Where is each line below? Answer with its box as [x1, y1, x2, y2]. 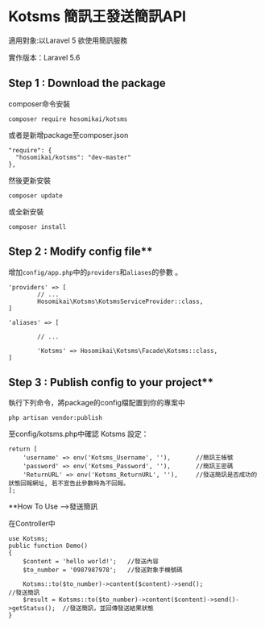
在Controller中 [8, 519, 56, 529]
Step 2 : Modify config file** [8, 245, 153, 259]
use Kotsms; [8, 535, 48, 543]
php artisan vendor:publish [8, 414, 103, 422]
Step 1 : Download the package [8, 77, 167, 90]
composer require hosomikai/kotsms [8, 114, 128, 123]
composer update [8, 191, 63, 200]
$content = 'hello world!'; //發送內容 [23, 558, 159, 566]
